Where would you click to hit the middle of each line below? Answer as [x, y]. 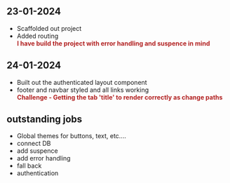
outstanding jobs [45, 120]
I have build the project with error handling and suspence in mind [113, 43]
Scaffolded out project [49, 28]
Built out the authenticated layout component [82, 82]
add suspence [37, 151]
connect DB [34, 144]
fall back [29, 166]
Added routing [38, 36]
